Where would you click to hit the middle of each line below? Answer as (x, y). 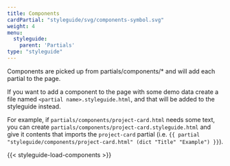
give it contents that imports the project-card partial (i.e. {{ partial (104, 134)
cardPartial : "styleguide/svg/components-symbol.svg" (86, 20)
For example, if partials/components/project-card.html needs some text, (111, 119)
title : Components (33, 13)
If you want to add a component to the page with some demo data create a (113, 92)
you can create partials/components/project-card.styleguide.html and (109, 127)
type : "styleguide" (35, 52)
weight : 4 (21, 26)
